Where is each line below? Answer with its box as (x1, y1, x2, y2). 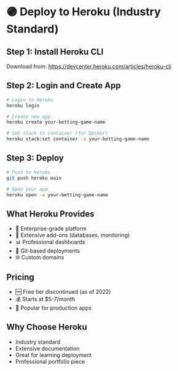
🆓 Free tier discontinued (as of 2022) (15, 288, 112, 295)
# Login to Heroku (6, 96, 53, 103)
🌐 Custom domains (15, 254, 64, 261)
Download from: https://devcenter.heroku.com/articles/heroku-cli (6, 63, 172, 70)
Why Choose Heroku (6, 322, 88, 332)
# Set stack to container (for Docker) (6, 130, 109, 137)
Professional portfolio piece (15, 358, 85, 365)
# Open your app (6, 186, 48, 192)
